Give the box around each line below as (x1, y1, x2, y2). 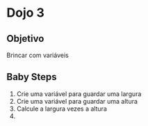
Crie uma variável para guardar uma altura (16, 97, 138, 105)
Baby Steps (6, 71, 57, 83)
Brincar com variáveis (6, 51, 69, 59)
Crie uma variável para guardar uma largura (16, 89, 142, 98)
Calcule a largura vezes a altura (16, 104, 107, 113)
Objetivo (6, 33, 44, 45)
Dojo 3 (6, 5, 44, 21)
